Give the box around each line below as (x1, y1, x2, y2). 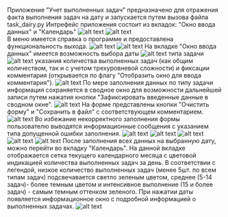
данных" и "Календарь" (7, 27, 77, 36)
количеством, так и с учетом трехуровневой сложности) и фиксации (7, 64, 210, 72)
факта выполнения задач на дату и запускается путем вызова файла (7, 13, 209, 21)
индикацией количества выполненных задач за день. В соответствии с (7, 159, 216, 166)
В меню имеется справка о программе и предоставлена (7, 35, 174, 43)
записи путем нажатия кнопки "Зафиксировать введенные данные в (7, 93, 209, 101)
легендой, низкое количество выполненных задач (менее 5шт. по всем (7, 166, 217, 174)
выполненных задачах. (7, 202, 75, 210)
